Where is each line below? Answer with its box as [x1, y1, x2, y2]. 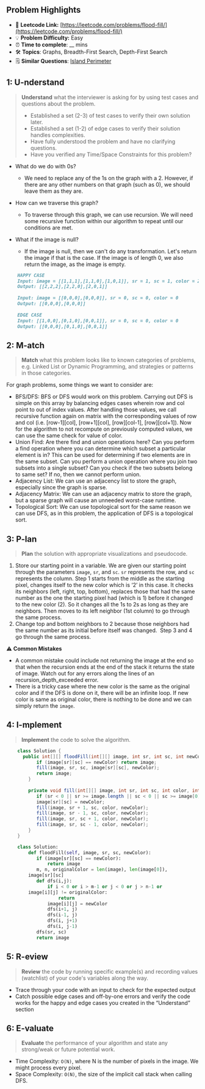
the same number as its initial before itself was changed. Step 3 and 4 [15, 627, 193, 634]
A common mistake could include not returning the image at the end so [15, 657, 194, 664]
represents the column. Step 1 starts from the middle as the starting [15, 575, 185, 582]
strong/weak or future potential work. [21, 1046, 115, 1053]
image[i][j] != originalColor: [28, 889, 108, 896]
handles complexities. [30, 131, 85, 138]
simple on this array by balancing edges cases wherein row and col [15, 400, 185, 407]
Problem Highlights [6, 5, 81, 15]
